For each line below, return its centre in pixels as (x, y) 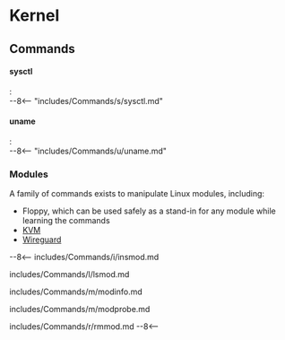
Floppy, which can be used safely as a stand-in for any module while (149, 211)
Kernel (35, 16)
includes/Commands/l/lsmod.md (69, 275)
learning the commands (66, 221)
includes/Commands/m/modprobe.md (80, 309)
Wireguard (42, 240)
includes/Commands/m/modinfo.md (76, 292)
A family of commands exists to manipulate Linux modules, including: (137, 194)
